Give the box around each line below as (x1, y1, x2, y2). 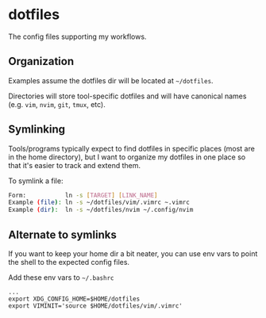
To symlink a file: (8, 176, 64, 186)
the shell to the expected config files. (8, 258, 129, 266)
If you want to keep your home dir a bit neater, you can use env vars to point (8, 249, 258, 259)
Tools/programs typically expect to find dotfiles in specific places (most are (8, 144, 256, 153)
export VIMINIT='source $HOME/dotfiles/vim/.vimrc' (8, 302, 183, 310)
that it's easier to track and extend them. (8, 160, 141, 170)
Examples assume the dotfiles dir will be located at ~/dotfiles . (8, 75, 214, 85)
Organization (8, 55, 74, 68)
